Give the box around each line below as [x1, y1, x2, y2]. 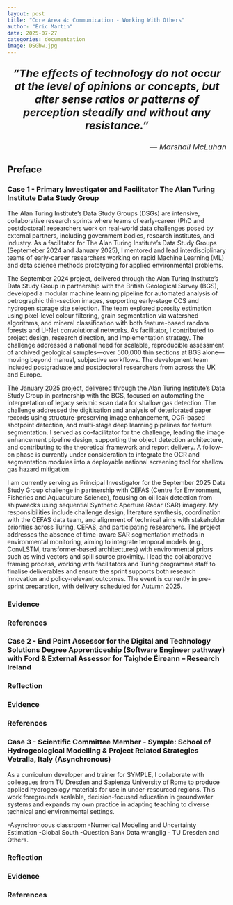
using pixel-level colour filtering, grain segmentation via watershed [7, 311, 199, 320]
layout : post [7, 10, 45, 17]
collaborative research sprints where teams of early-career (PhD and [7, 216, 204, 225]
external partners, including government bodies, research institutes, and [7, 231, 214, 240]
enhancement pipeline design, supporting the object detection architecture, [7, 435, 224, 443]
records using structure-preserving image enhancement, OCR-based [7, 413, 205, 421]
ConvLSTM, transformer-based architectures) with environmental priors [7, 545, 214, 553]
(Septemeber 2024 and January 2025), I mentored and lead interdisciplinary [7, 246, 226, 254]
